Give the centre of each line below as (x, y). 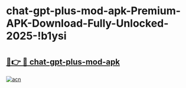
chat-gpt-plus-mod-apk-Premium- (94, 11)
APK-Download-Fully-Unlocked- (87, 23)
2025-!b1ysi (36, 36)
